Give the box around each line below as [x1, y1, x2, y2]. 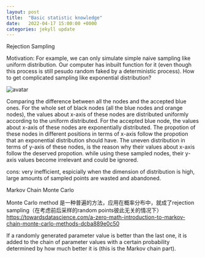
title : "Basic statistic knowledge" [6, 15, 103, 21]
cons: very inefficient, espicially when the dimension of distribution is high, [6, 168, 195, 175]
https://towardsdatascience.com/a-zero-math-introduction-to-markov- [6, 213, 185, 221]
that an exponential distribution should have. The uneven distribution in [6, 137, 185, 144]
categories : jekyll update [6, 26, 75, 32]
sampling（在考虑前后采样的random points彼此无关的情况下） [6, 207, 162, 214]
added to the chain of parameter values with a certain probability [6, 238, 170, 246]
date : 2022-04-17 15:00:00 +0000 [6, 20, 97, 26]
